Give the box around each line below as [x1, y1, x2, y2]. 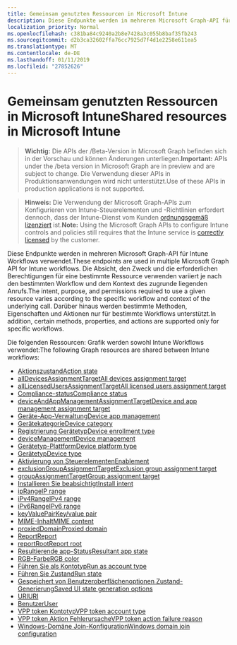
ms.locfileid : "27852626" [7, 63, 83, 70]
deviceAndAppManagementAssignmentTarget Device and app [17, 396, 197, 405]
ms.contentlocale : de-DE [7, 50, 80, 57]
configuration [17, 629, 57, 638]
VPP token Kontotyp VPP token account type [17, 607, 146, 615]
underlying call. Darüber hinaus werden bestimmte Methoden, [7, 302, 188, 310]
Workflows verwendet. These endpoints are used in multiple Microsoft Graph [7, 256, 229, 265]
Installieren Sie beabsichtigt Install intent [17, 479, 134, 487]
